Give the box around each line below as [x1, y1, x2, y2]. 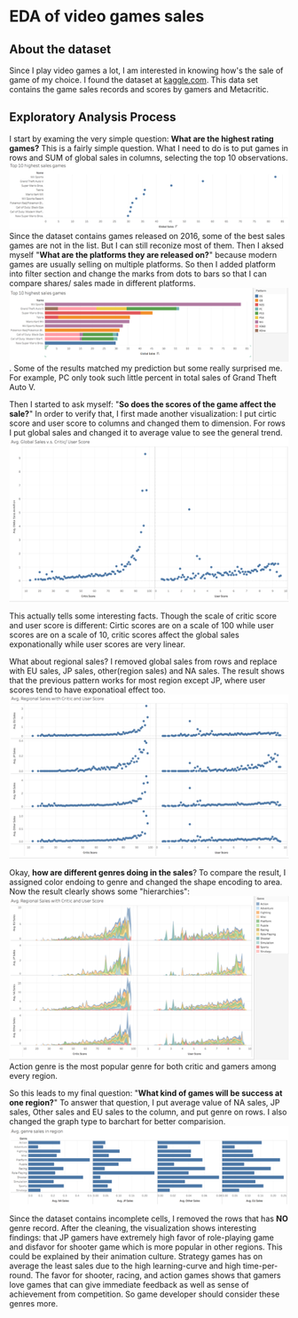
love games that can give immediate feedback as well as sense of [9, 1280, 250, 1290]
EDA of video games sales [9, 6, 205, 27]
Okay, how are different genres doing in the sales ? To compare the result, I [9, 867, 286, 877]
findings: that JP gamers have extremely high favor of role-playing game [9, 1233, 275, 1243]
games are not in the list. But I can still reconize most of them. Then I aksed [9, 240, 284, 251]
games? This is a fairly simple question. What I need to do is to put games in [9, 142, 288, 153]
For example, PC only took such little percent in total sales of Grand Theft [9, 372, 277, 383]
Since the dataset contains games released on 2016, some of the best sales [9, 231, 286, 242]
